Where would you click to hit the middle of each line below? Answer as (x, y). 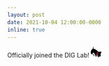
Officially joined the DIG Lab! (48, 55)
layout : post (26, 15)
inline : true (26, 29)
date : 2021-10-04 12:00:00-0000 (54, 22)
